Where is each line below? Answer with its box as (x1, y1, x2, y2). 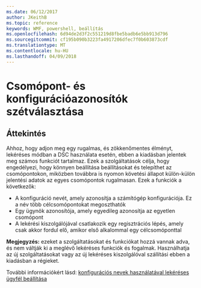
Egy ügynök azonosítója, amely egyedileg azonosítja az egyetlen (14, 207, 176, 214)
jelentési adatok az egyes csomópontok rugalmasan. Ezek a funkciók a (6, 176, 182, 184)
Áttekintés (6, 128, 46, 139)
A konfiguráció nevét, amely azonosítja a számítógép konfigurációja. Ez (14, 194, 193, 202)
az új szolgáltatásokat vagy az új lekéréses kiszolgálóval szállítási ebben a (6, 250, 190, 258)
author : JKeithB (6, 14, 47, 20)
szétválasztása (6, 104, 84, 118)
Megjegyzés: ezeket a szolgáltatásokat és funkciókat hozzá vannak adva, (6, 238, 190, 245)
